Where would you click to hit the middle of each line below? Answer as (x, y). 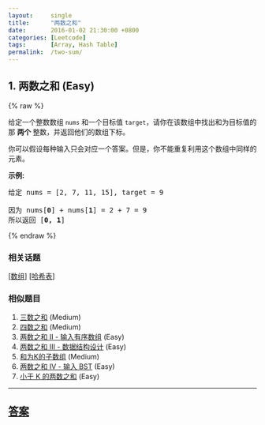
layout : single (40, 15)
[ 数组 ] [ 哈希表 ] (32, 276)
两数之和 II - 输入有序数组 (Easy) (72, 337)
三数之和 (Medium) (50, 318)
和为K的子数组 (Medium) (60, 357)
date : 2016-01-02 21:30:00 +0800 (74, 30)
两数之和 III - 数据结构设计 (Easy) (73, 347)
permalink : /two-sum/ (45, 52)
